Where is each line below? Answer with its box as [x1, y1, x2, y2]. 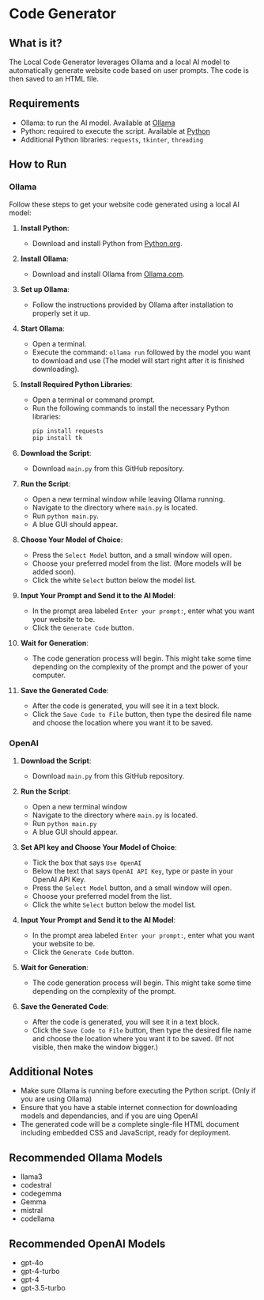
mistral [20, 1206, 43, 1215]
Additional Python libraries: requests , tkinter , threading [20, 135, 204, 144]
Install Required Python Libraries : [20, 379, 133, 388]
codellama [20, 1214, 55, 1223]
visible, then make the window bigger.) [32, 1042, 159, 1052]
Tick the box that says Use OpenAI [32, 858, 141, 867]
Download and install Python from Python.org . [32, 238, 183, 248]
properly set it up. [32, 308, 90, 317]
